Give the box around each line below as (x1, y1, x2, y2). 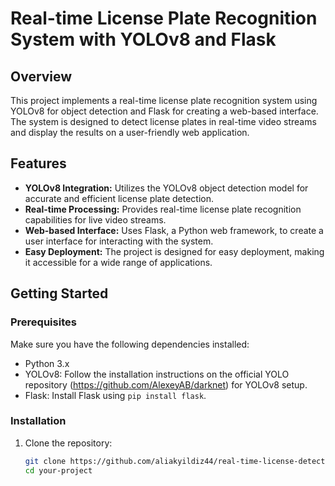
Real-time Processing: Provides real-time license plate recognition (24, 203, 302, 215)
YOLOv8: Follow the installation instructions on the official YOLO (24, 368, 290, 380)
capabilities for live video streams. (24, 213, 167, 226)
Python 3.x (24, 357, 70, 369)
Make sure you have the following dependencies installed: (10, 338, 250, 350)
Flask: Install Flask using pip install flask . (24, 389, 207, 401)
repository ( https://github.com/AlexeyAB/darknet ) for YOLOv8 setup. (24, 378, 308, 391)
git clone (24, 456, 67, 466)
